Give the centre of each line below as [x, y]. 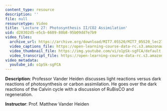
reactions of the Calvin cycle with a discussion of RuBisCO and [70, 89]
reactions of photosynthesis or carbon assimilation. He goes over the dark [81, 84]
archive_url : [23, 42]
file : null [16, 19]
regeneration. [19, 95]
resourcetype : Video [27, 23]
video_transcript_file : [34, 55]
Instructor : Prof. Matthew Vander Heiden [47, 104]
